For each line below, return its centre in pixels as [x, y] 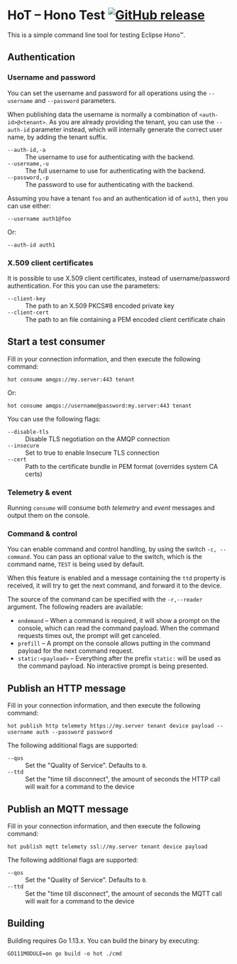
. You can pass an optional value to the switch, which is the [116, 557]
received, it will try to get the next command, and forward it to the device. [115, 585]
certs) [34, 474]
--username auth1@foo [39, 219]
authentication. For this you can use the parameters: [84, 286]
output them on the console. [49, 516]
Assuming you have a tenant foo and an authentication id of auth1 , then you [118, 198]
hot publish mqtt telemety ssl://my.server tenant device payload [108, 846]
